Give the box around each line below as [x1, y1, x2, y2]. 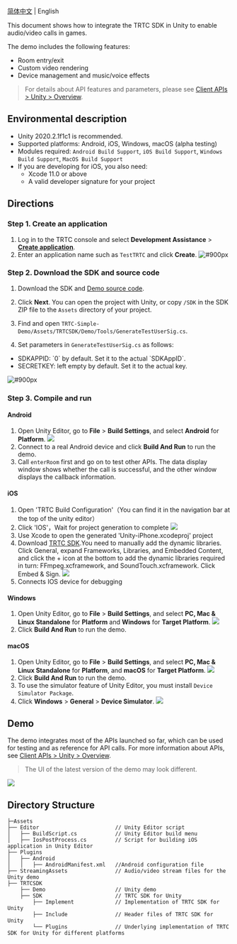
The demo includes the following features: [7, 43, 131, 50]
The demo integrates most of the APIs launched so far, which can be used [7, 736, 224, 745]
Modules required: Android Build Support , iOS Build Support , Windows [17, 147, 223, 155]
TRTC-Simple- [61, 320, 100, 327]
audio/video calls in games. [7, 28, 87, 37]
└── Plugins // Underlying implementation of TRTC [33, 923, 230, 931]
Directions [7, 198, 54, 210]
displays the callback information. [17, 472, 117, 481]
